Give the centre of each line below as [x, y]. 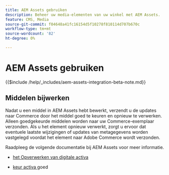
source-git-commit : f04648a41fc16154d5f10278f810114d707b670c [73, 24]
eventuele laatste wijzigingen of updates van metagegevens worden [77, 132]
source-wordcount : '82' [31, 34]
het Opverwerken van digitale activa [50, 157]
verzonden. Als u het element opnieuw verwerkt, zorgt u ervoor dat [76, 126]
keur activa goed [30, 167]
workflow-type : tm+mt [28, 29]
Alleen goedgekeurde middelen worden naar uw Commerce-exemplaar [80, 121]
